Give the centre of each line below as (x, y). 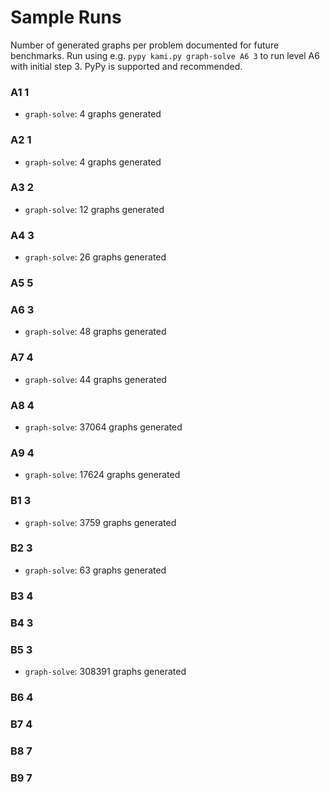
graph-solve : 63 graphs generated (95, 570)
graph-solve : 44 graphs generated (95, 379)
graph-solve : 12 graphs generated (94, 209)
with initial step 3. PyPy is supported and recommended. (126, 66)
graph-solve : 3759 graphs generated (100, 522)
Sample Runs (66, 17)
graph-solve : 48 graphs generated (95, 332)
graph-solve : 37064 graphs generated (103, 427)
